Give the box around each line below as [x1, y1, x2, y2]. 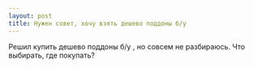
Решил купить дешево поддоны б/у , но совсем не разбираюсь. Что [8, 41, 246, 51]
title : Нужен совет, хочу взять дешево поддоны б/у [8, 19, 187, 28]
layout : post [8, 11, 53, 20]
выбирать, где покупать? [8, 50, 96, 60]
